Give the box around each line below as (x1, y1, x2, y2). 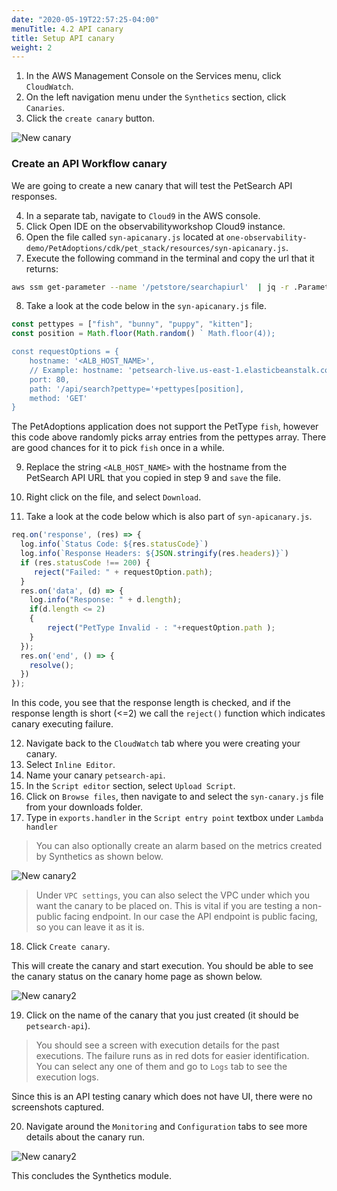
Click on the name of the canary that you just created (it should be (25, 1009, 299, 1021)
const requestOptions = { (11, 347, 119, 357)
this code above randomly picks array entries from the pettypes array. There (11, 431, 327, 443)
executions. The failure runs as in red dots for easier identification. (35, 1050, 310, 1062)
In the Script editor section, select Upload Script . (25, 780, 236, 792)
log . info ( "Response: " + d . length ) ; (29, 595, 183, 605)
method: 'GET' (29, 393, 88, 403)
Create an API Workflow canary (11, 157, 168, 171)
